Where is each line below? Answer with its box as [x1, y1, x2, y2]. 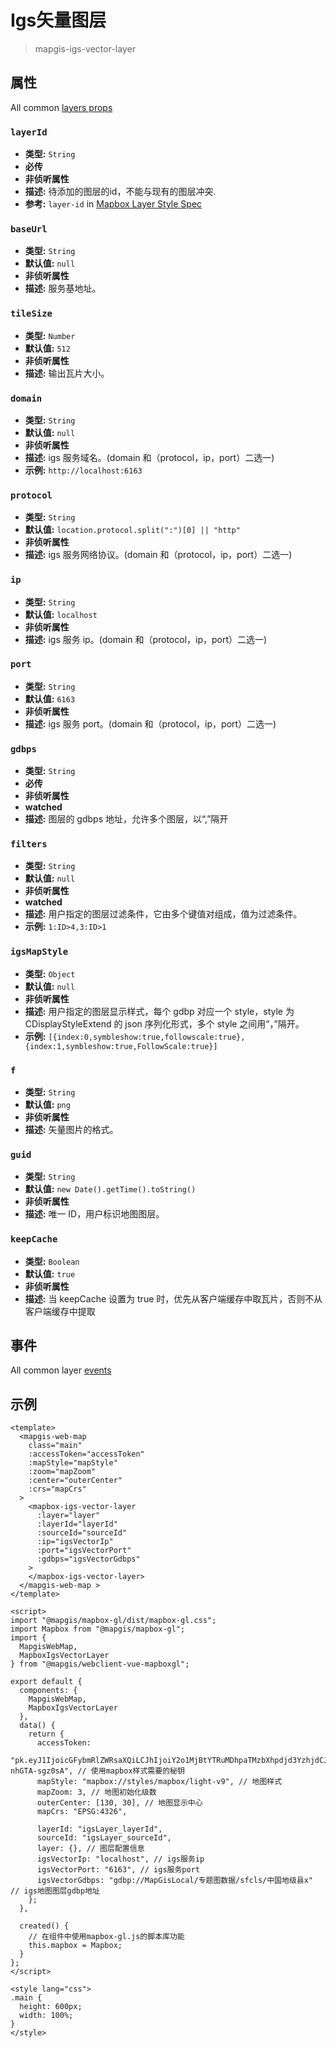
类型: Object [24, 967, 76, 980]
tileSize [10, 308, 53, 320]
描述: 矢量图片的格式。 [24, 1124, 119, 1136]
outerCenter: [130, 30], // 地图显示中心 [36, 1798, 203, 1808]
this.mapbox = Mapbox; [28, 1941, 123, 1951]
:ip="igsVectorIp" [36, 1537, 114, 1547]
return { [28, 1729, 65, 1740]
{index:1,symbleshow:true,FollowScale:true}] [24, 1041, 218, 1051]
